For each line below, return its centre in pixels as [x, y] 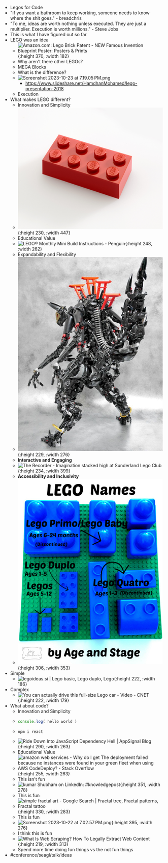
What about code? [29, 706]
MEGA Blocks [32, 67]
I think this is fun [35, 833]
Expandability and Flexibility [47, 254]
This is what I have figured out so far [48, 34]
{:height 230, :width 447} [44, 233]
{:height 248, [139, 243]
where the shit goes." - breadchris [46, 18]
